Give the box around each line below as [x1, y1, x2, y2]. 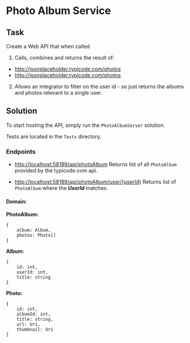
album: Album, [16, 227, 51, 233]
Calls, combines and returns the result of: [14, 54, 115, 61]
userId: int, [16, 269, 49, 275]
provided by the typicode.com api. [14, 167, 98, 174]
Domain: [6, 198, 27, 205]
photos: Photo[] [16, 233, 57, 238]
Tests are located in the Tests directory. [6, 133, 102, 140]
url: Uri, [16, 321, 41, 328]
